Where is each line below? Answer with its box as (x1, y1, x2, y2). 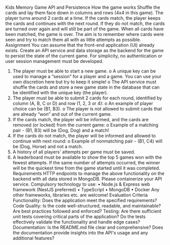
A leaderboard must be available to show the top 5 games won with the (12, 154, 162, 160)
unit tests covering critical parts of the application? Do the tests (12, 214, 146, 220)
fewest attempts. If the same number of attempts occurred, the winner (12, 160, 160, 165)
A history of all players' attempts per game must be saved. (12, 149, 135, 155)
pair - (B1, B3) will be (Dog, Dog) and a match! (12, 127, 109, 133)
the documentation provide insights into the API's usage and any (12, 230, 149, 235)
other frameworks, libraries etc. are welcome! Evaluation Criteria (12, 192, 148, 198)
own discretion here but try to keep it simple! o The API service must (12, 79, 157, 85)
